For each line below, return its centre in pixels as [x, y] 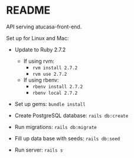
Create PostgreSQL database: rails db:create [71, 115]
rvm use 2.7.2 [50, 74]
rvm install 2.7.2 [55, 68]
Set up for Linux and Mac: [37, 38]
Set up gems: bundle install [50, 104]
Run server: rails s [39, 150]
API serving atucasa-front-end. [44, 27]
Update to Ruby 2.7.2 [40, 49]
